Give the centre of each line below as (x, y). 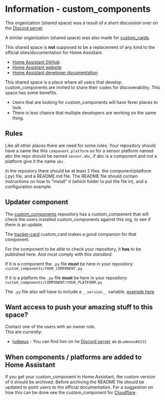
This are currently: (24, 332)
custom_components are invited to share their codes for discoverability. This (83, 87)
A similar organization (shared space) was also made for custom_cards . (78, 38)
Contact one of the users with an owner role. (50, 327)
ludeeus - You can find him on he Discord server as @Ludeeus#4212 (79, 342)
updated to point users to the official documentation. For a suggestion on (79, 387)
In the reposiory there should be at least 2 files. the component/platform (78, 171)
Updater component (37, 202)
